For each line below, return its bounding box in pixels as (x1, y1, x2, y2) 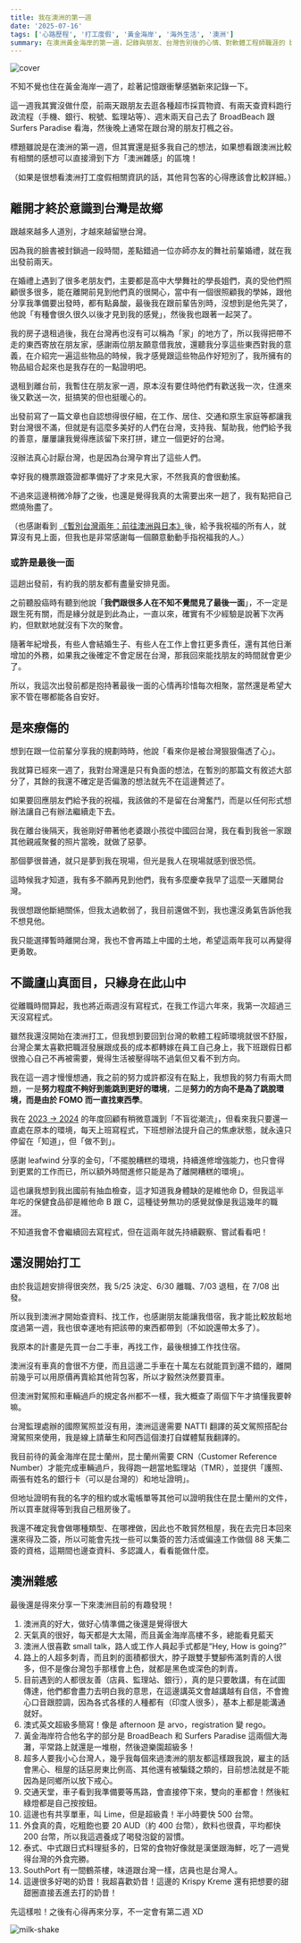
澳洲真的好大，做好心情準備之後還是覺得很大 (22, 1618, 188, 1629)
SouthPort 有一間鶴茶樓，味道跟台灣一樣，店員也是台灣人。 (22, 1864, 243, 1875)
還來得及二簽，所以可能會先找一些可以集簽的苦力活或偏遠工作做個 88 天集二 (10, 1534, 291, 1544)
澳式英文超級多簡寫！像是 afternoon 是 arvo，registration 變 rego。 (22, 1719, 271, 1730)
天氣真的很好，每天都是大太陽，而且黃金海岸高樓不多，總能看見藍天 (22, 1629, 274, 1640)
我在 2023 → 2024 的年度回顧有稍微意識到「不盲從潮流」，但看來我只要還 (10, 1113, 280, 1124)
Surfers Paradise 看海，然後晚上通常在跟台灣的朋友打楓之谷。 (10, 123, 238, 133)
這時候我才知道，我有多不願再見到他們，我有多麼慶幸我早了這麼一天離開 (10, 874, 276, 885)
